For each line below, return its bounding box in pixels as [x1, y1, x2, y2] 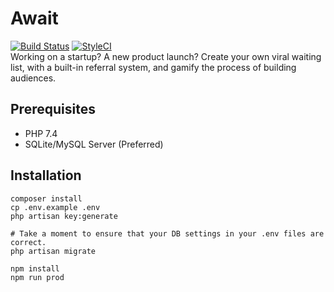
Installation [10, 167, 82, 184]
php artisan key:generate [10, 211, 118, 221]
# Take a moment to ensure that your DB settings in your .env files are [10, 228, 325, 239]
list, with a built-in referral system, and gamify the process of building [10, 61, 297, 73]
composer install [10, 193, 83, 204]
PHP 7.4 [24, 127, 58, 139]
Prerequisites [10, 101, 96, 118]
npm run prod [10, 272, 65, 282]
